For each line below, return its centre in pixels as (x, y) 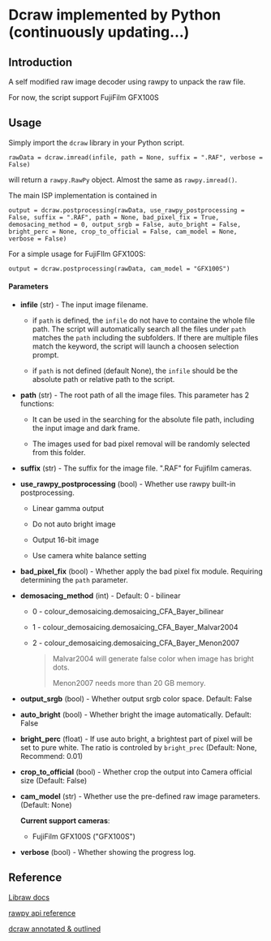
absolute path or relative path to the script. (103, 379)
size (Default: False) (54, 781)
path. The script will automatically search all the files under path (139, 329)
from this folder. (59, 453)
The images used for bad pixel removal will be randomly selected (141, 444)
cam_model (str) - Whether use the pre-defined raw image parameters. (140, 796)
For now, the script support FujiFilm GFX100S (84, 98)
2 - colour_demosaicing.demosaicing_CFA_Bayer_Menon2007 (136, 643)
